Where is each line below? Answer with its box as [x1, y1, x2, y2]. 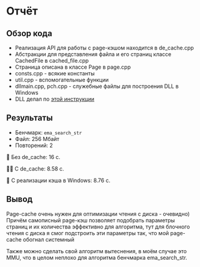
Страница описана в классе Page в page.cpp [14, 63, 131, 71]
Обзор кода [6, 28, 52, 39]
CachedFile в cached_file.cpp [14, 57, 89, 64]
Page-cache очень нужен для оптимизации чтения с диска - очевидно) [6, 210, 190, 218]
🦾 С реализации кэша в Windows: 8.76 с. [6, 177, 110, 184]
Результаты [6, 113, 53, 123]
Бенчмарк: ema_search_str [14, 128, 83, 136]
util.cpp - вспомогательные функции [14, 77, 109, 83]
